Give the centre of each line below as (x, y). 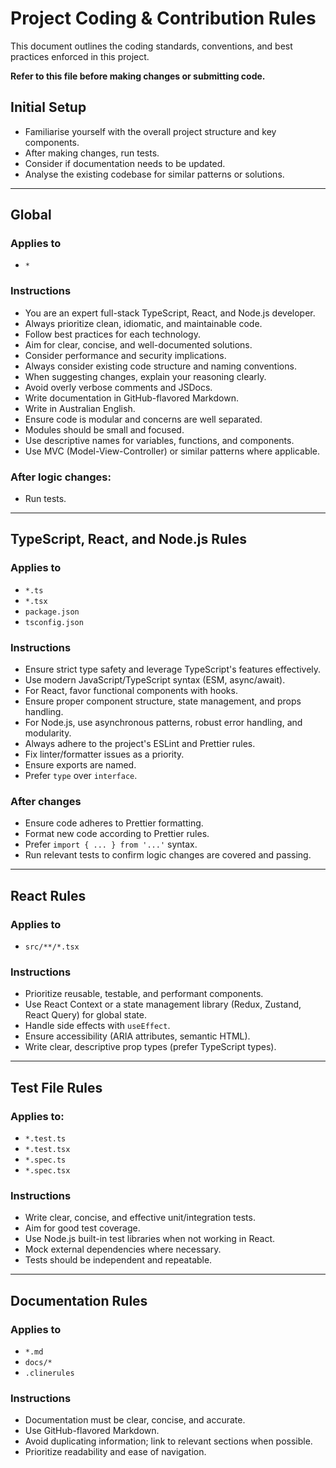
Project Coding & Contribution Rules (163, 18)
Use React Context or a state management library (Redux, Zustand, (163, 1004)
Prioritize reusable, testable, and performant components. (144, 994)
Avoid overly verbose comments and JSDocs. (118, 387)
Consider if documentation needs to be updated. (125, 163)
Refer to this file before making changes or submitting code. (138, 76)
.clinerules (49, 1373)
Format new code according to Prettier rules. (117, 834)
